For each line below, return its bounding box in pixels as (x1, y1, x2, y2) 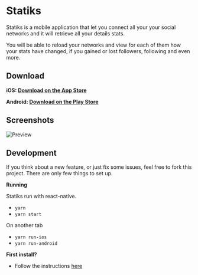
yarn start (14, 211, 42, 218)
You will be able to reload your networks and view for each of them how (6, 41, 181, 48)
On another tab (6, 222, 43, 229)
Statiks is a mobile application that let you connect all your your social (6, 24, 176, 31)
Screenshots (6, 115, 54, 125)
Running (6, 181, 28, 188)
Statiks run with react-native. (6, 193, 77, 200)
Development (6, 148, 57, 158)
